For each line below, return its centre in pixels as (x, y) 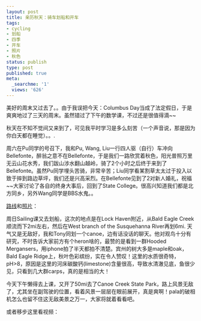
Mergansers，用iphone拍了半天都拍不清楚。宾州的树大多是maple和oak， (97, 248)
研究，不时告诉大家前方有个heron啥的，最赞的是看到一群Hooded (86, 241)
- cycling (19, 28)
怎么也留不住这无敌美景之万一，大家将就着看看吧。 (74, 299)
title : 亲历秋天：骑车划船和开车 (43, 17)
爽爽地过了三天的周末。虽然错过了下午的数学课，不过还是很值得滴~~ (91, 115)
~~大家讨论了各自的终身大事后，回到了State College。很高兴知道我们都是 (97, 185)
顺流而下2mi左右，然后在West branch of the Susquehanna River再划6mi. (96, 226)
